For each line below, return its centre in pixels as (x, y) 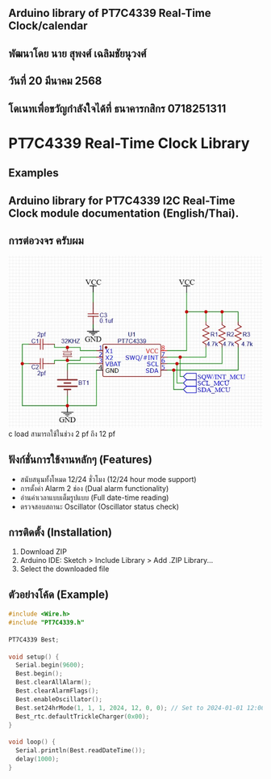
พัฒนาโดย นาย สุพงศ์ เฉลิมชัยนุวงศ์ (77, 53)
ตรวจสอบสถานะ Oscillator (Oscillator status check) (100, 506)
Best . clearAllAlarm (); (54, 683)
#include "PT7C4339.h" (46, 623)
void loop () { (32, 742)
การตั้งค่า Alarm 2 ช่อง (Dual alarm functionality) (94, 488)
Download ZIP (43, 552)
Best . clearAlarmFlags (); (57, 691)
